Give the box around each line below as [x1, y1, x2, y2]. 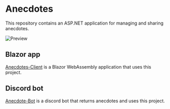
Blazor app [5, 50, 41, 59]
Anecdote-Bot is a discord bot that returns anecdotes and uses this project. [5, 98, 165, 104]
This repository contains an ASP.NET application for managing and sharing [5, 20, 164, 26]
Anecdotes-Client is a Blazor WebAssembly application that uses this [5, 63, 152, 70]
